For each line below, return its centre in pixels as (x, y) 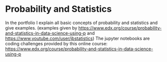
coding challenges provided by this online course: (56, 43)
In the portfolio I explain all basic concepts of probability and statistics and (82, 23)
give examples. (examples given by (41, 28)
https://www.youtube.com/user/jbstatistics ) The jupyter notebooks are (78, 38)
